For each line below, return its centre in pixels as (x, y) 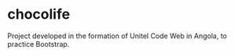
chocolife (39, 14)
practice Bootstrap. (39, 44)
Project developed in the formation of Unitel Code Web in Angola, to (117, 36)
